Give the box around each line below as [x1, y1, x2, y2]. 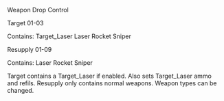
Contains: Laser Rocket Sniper [7, 59, 93, 67]
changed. [7, 87, 34, 94]
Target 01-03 [7, 19, 44, 27]
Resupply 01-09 [7, 46, 52, 53]
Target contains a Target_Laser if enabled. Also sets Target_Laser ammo [7, 72, 212, 80]
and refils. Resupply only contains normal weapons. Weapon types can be [7, 79, 218, 87]
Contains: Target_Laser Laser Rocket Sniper [7, 32, 132, 40]
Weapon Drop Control [7, 6, 69, 14]
